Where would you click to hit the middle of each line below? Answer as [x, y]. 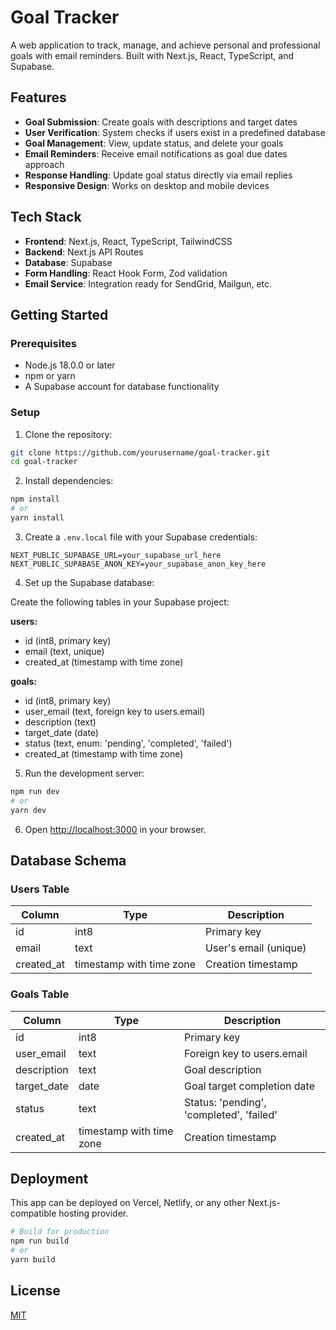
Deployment [49, 1178]
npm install [35, 499]
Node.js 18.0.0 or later [70, 365]
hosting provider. [93, 1213]
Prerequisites [43, 343]
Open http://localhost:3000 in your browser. [115, 829]
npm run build [40, 1241]
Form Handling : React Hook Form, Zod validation [126, 273]
